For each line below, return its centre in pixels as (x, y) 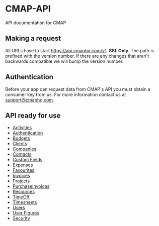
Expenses (23, 165)
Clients (20, 144)
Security (21, 218)
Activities (22, 128)
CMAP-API (28, 9)
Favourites (23, 170)
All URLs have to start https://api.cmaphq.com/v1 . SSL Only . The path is (80, 50)
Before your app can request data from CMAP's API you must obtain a (78, 89)
